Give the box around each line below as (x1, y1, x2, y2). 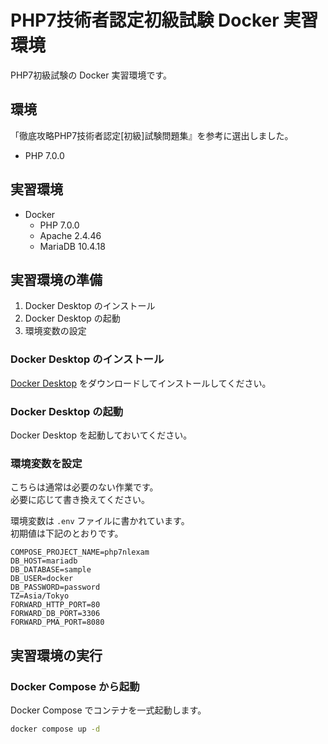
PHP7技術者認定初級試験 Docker (10, 9, 280, 32)
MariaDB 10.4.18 (39, 240, 106, 252)
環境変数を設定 (10, 456, 83, 470)
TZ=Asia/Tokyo (10, 591, 70, 601)
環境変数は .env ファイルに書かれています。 (10, 515, 190, 527)
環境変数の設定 (24, 325, 87, 337)
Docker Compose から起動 (10, 679, 140, 693)
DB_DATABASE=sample (10, 565, 92, 575)
